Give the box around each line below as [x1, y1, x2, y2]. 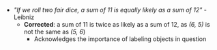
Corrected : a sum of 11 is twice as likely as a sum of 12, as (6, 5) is [23, 21, 210, 28]
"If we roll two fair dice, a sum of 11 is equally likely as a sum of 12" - [13, 6, 207, 14]
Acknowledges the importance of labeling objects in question [33, 35, 207, 43]
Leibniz [13, 13, 35, 21]
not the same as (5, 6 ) [23, 27, 86, 36]
